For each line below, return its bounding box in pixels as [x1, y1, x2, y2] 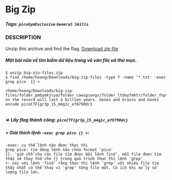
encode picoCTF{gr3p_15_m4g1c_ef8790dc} [5, 102, 93, 107]
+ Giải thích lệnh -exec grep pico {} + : [5, 130, 90, 136]
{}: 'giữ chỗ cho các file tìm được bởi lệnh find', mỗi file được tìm [5, 151, 161, 157]
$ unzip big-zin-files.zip [5, 70, 63, 75]
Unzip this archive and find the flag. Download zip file [5, 45, 119, 52]
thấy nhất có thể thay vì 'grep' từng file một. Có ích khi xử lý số [5, 165, 157, 170]
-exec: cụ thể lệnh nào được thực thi [5, 143, 88, 148]
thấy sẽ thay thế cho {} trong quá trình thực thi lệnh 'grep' [5, 156, 143, 161]
